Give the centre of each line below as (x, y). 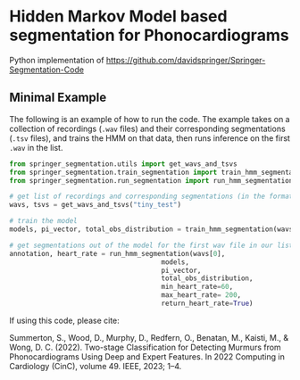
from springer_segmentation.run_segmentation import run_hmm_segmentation (151, 180)
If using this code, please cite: (65, 320)
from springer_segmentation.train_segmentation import (113, 172)
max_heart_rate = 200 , (201, 295)
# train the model (43, 221)
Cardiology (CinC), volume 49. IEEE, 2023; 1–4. (96, 366)
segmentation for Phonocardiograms (149, 35)
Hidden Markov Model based (118, 17)
